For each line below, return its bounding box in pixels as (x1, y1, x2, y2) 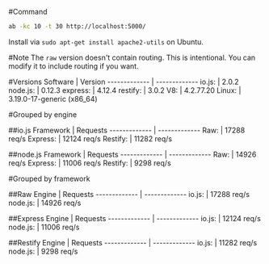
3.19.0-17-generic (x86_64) (8, 94, 99, 103)
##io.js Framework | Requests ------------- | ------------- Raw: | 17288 (8, 125, 246, 135)
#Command (8, 7, 48, 16)
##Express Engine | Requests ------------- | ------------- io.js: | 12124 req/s (8, 213, 261, 223)
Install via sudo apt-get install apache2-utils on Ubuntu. (8, 36, 204, 47)
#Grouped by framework (8, 174, 90, 183)
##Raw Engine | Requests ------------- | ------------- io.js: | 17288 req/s (8, 189, 250, 199)
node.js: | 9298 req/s (8, 246, 78, 256)
